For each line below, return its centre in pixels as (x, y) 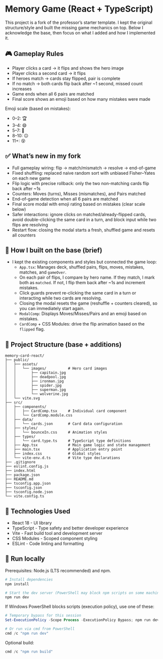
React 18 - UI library (32, 523)
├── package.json (23, 475)
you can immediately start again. (52, 309)
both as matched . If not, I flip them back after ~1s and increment (82, 283)
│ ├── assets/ (21, 364)
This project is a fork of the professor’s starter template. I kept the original (79, 22)
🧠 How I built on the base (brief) (54, 250)
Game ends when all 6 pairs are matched (53, 94)
